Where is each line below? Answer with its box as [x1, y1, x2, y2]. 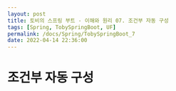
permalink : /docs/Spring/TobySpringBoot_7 [7, 30, 135, 38]
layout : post [7, 10, 46, 18]
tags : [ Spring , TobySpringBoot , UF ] [7, 23, 116, 31]
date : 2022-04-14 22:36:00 [7, 37, 88, 44]
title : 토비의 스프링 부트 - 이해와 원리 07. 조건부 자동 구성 [7, 17, 169, 24]
